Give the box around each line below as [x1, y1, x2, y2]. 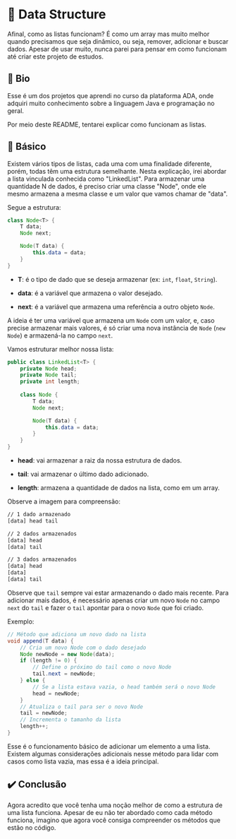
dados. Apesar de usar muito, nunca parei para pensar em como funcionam [7, 44, 227, 53]
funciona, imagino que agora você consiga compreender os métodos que [7, 816, 221, 824]
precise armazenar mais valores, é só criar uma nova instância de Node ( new [7, 323, 225, 332]
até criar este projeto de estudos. [7, 52, 104, 61]
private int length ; [20, 378, 80, 386]
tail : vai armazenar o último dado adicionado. [17, 470, 149, 479]
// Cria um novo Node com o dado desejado [20, 644, 147, 651]
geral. [7, 106, 25, 115]
